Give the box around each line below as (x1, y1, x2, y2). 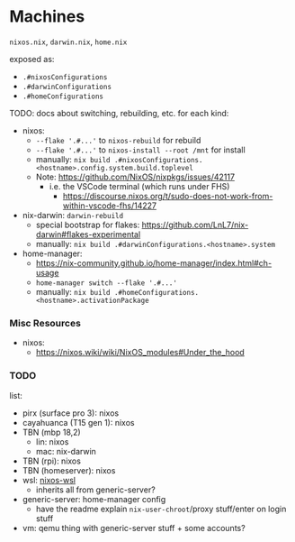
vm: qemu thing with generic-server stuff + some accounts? (22, 522, 246, 533)
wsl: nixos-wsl (22, 474, 76, 485)
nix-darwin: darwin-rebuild (22, 209, 124, 220)
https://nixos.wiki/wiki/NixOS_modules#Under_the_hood (35, 347, 245, 358)
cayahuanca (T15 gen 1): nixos (22, 417, 135, 427)
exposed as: (9, 53, 55, 64)
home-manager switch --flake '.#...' (35, 278, 178, 288)
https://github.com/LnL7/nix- (141, 219, 249, 230)
